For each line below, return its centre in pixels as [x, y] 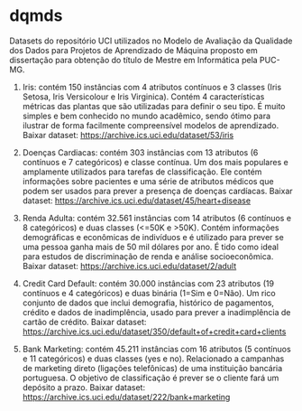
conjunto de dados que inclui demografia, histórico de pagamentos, [148, 303]
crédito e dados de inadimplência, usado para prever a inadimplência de [156, 312]
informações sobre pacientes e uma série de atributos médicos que [148, 181]
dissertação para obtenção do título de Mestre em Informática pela [134, 60]
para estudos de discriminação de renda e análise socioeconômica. [148, 256]
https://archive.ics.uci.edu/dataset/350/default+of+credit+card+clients [154, 332]
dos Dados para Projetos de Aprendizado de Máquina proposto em [134, 50]
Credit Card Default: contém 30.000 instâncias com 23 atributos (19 [148, 283]
